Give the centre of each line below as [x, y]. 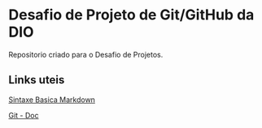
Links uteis [37, 80]
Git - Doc [24, 115]
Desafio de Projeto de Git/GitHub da [131, 15]
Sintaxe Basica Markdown [52, 100]
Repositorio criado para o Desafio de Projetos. [86, 54]
